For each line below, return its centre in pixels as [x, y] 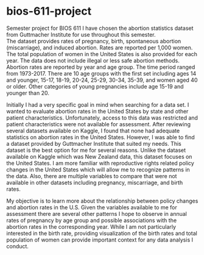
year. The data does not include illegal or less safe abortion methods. [93, 60]
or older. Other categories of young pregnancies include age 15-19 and [95, 86]
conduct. [18, 246]
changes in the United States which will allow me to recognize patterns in [98, 170]
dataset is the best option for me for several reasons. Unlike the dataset [96, 150]
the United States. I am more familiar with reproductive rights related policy [100, 163]
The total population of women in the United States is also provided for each [102, 54]
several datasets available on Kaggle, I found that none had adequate [93, 131]
